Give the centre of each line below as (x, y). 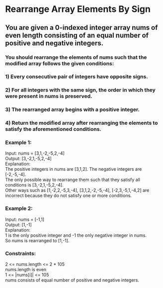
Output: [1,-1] (19, 224)
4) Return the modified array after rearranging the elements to (81, 123)
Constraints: (21, 253)
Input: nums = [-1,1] (25, 219)
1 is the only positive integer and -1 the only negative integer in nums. (76, 235)
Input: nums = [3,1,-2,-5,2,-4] (35, 153)
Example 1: (18, 143)
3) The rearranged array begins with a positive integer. (73, 109)
